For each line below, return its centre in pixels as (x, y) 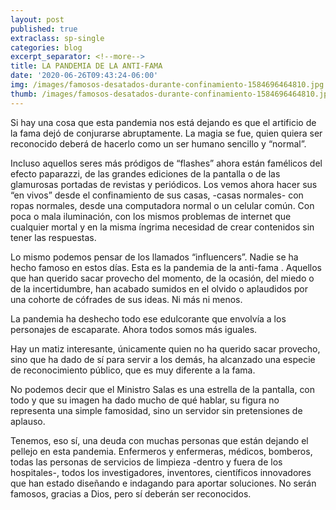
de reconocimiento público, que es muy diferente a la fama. (133, 370)
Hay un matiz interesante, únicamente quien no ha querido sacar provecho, (165, 348)
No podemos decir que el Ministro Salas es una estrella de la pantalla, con (163, 389)
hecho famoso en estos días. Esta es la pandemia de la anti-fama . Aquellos (166, 267)
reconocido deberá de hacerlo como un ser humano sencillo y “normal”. (158, 143)
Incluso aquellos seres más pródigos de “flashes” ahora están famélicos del (166, 163)
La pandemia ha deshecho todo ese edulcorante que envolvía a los (148, 318)
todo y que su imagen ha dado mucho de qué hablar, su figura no (145, 400)
